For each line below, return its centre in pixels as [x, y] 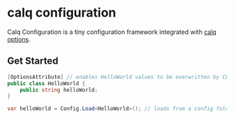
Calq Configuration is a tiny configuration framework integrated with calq [112, 32]
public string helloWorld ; [59, 90]
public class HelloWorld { [46, 83]
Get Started [33, 61]
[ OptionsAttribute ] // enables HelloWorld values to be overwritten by [113, 77]
